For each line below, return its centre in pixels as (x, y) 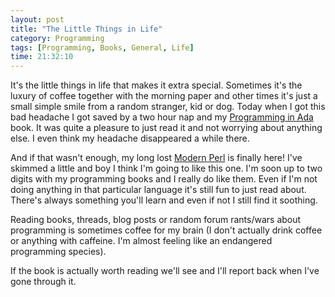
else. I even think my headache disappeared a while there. (130, 138)
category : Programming (57, 38)
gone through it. (43, 282)
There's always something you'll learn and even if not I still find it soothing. (164, 200)
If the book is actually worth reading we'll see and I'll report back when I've (165, 271)
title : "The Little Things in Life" (86, 29)
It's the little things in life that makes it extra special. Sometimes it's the (156, 85)
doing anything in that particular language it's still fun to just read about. (158, 190)
